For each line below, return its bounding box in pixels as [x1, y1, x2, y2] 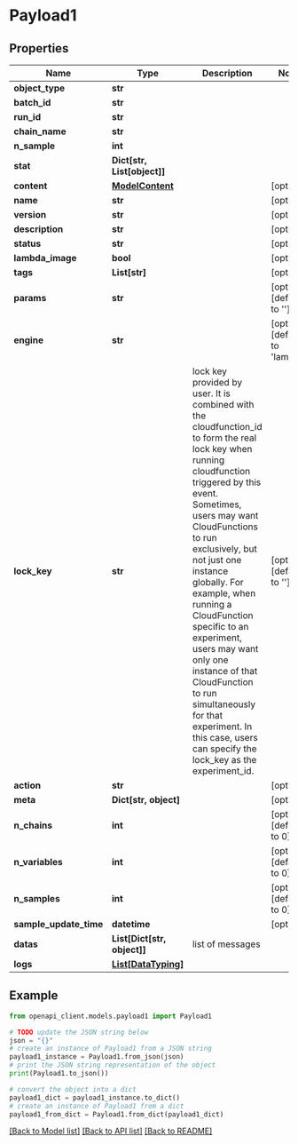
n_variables [13, 856, 64, 868]
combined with [192, 399, 255, 410]
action [13, 779, 42, 791]
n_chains [13, 819, 53, 831]
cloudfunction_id [192, 421, 263, 433]
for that [192, 710, 223, 721]
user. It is [192, 387, 231, 400]
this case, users [192, 732, 259, 743]
